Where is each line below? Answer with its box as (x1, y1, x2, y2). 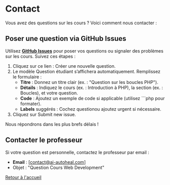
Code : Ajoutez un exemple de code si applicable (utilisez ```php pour (20, 95, 165, 101)
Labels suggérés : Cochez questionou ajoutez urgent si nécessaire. (20, 106, 161, 112)
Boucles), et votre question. (20, 89, 78, 96)
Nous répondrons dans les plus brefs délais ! (5, 121, 99, 127)
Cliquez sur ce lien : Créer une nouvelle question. (12, 63, 116, 69)
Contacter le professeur (5, 136, 83, 145)
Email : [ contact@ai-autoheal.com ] (12, 159, 86, 165)
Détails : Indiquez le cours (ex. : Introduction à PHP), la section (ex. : (20, 84, 163, 90)
